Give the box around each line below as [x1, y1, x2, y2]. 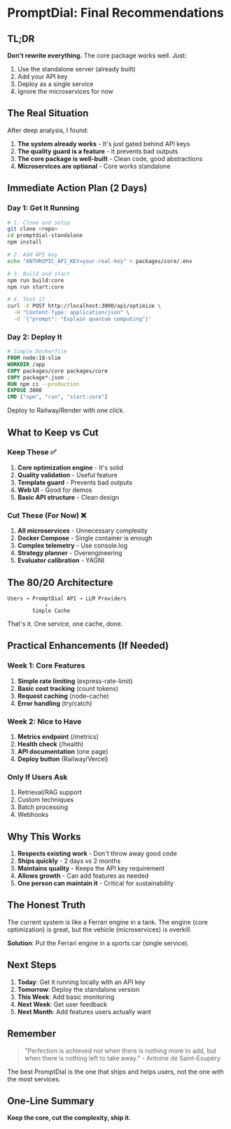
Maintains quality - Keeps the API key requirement [17, 864, 165, 873]
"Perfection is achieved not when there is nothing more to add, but [24, 1046, 217, 1055]
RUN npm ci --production [7, 380, 80, 388]
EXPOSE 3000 [7, 387, 42, 394]
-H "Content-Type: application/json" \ [13, 309, 130, 316]
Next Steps [7, 959, 57, 971]
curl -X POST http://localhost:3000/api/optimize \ [7, 302, 161, 309]
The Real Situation [7, 107, 89, 120]
